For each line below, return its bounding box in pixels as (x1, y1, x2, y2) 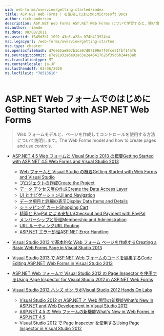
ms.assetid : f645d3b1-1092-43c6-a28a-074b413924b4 (5, 35, 110, 40)
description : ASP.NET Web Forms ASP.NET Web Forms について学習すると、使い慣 (5, 21, 160, 26)
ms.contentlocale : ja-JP (5, 62, 56, 67)
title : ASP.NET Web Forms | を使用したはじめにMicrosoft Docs (5, 12, 128, 17)
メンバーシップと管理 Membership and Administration (19, 216, 127, 223)
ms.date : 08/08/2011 (5, 30, 47, 35)
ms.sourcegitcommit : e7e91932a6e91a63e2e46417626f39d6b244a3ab (5, 52, 137, 58)
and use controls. (17, 143, 52, 149)
